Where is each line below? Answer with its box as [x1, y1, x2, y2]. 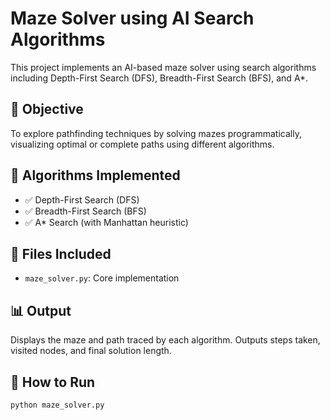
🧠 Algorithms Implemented [10, 167, 181, 184]
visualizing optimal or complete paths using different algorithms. [10, 138, 275, 150]
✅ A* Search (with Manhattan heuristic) [24, 216, 189, 228]
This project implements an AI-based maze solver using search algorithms [10, 61, 317, 73]
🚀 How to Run [10, 373, 96, 391]
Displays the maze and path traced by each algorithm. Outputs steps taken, [10, 334, 321, 346]
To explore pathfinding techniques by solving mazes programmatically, [10, 127, 302, 139]
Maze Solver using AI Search [10, 7, 255, 30]
